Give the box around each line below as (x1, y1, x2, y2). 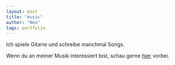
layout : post (6, 8, 38, 15)
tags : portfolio (6, 25, 46, 31)
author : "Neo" (6, 19, 41, 25)
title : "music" (6, 14, 43, 20)
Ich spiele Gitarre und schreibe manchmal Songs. (6, 41, 125, 48)
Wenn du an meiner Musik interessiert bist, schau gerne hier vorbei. (6, 52, 170, 59)
